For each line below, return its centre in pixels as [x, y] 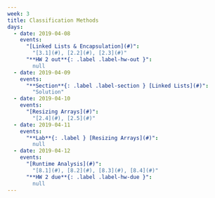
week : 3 [19, 14]
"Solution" [48, 92]
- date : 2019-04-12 [42, 151]
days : [15, 27]
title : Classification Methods [53, 20]
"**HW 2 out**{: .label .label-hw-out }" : [89, 60]
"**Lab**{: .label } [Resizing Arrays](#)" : [92, 138]
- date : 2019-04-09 [42, 72]
